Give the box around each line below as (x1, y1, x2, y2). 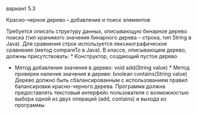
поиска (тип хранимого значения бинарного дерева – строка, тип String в (6, 34, 192, 41)
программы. (14, 102, 46, 108)
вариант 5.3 (6, 5, 36, 12)
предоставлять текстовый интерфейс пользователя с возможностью (14, 89, 189, 96)
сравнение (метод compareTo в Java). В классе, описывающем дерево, (6, 46, 187, 53)
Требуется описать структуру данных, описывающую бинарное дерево (6, 28, 187, 35)
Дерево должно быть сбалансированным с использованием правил (14, 76, 188, 83)
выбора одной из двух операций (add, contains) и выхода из (14, 95, 166, 102)
